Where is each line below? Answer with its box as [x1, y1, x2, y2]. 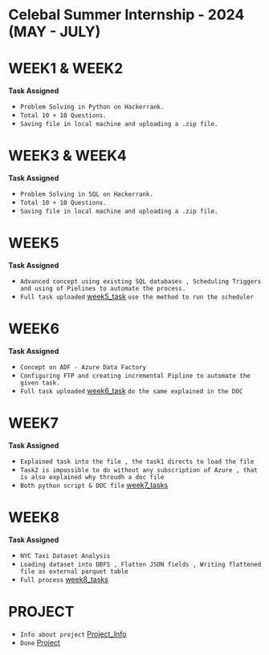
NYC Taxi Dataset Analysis [19, 551, 111, 559]
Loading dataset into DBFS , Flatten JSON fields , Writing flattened [19, 560, 262, 568]
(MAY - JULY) [8, 22, 101, 41]
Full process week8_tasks [19, 574, 108, 584]
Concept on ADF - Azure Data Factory [19, 363, 147, 371]
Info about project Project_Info [19, 629, 127, 639]
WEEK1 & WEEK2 [8, 59, 124, 78]
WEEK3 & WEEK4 [8, 147, 127, 165]
